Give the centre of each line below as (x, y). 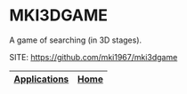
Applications (41, 79)
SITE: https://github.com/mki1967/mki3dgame (93, 57)
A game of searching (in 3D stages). (76, 40)
